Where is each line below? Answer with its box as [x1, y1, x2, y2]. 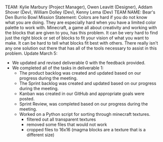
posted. [19, 96, 35, 101]
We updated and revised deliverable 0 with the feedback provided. [12, 60, 146, 65]
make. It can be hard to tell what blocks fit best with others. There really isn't [5, 40, 158, 46]
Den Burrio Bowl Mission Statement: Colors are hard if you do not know [5, 15, 147, 20]
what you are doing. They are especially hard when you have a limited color [5, 19, 156, 25]
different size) [26, 132, 55, 138]
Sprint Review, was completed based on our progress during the [19, 101, 148, 107]
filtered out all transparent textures [26, 116, 96, 122]
